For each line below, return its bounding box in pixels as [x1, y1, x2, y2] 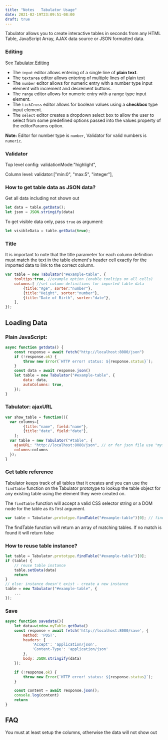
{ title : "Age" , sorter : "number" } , [23, 286, 93, 291]
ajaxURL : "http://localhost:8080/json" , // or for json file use [14, 443, 153, 448]
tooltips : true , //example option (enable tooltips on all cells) [14, 277, 153, 282]
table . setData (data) [14, 568, 57, 573]
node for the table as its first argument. [5, 505, 86, 511]
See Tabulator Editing [5, 60, 49, 66]
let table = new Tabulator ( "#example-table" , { [14, 373, 115, 378]
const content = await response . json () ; [14, 688, 99, 693]
